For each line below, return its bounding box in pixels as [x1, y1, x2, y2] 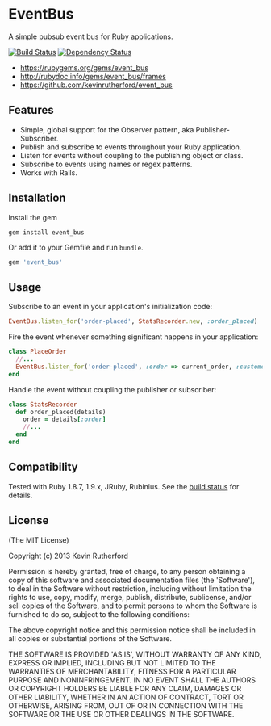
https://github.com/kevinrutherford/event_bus [19, 80, 173, 90]
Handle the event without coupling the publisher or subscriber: [8, 384, 216, 394]
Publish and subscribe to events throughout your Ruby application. [19, 142, 242, 152]
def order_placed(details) [15, 408, 106, 416]
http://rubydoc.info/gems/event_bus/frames [19, 71, 167, 81]
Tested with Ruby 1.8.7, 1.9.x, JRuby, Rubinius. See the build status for [8, 481, 240, 491]
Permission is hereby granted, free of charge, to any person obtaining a [8, 566, 246, 576]
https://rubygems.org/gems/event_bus [19, 62, 149, 73]
